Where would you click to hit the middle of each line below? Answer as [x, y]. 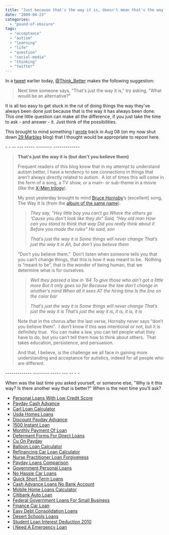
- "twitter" [22, 66]
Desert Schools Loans [36, 516]
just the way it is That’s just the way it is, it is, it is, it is [86, 311]
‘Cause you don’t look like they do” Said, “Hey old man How [93, 219]
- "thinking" [23, 62]
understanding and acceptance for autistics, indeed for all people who [91, 358]
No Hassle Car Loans [35, 473]
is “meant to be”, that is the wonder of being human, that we [80, 265]
